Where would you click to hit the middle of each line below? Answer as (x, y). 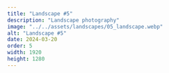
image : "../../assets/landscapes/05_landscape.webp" (85, 26)
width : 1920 (24, 53)
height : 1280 (26, 59)
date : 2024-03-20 (32, 40)
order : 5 (20, 46)
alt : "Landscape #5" (37, 33)
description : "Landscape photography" (63, 20)
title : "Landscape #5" (40, 14)
